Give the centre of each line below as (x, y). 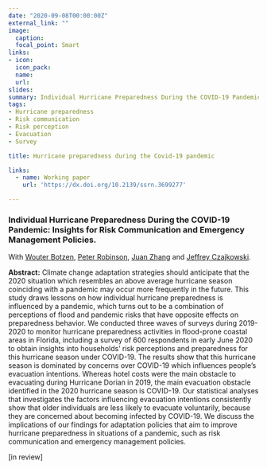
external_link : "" (39, 23)
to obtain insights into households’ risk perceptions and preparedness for (128, 349)
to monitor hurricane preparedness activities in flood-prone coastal (137, 332)
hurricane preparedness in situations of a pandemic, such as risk (114, 433)
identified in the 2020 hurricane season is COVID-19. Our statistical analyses (133, 391)
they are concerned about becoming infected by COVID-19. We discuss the (131, 416)
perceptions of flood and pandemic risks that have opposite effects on (124, 315)
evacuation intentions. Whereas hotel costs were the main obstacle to (122, 374)
